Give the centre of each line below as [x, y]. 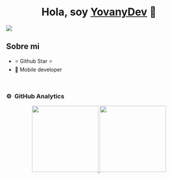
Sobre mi [23, 47]
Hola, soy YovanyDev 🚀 [99, 12]
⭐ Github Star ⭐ [34, 61]
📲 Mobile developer [38, 69]
